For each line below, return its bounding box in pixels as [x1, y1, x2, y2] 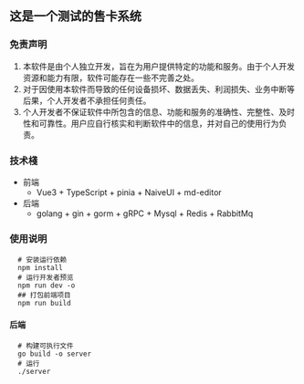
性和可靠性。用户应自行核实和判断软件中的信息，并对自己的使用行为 [22, 118, 279, 129]
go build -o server [17, 349, 92, 358]
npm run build [17, 299, 71, 308]
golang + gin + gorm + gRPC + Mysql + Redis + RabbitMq [36, 208, 254, 219]
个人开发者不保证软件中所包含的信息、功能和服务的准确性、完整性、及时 [22, 106, 295, 117]
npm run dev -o [17, 281, 76, 290]
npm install [17, 264, 64, 273]
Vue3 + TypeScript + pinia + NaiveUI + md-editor [36, 186, 222, 198]
